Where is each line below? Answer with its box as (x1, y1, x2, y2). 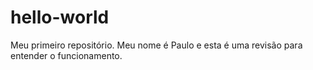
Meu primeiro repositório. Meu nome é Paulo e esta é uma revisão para (10, 39, 303, 51)
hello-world (10, 6, 110, 29)
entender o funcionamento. (10, 49, 123, 61)
